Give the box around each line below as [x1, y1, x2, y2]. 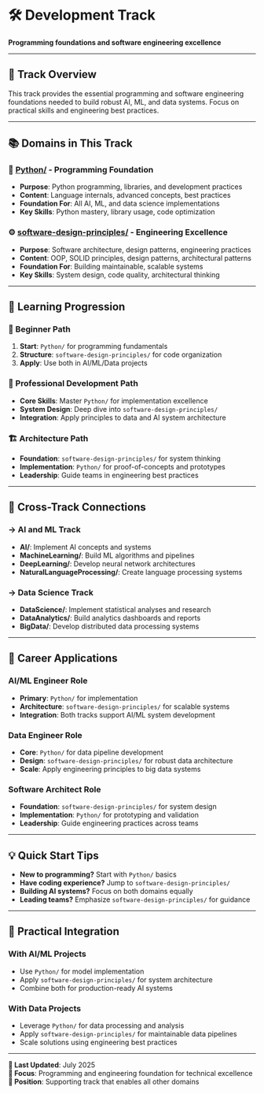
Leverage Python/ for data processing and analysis [19, 1021, 185, 1030]
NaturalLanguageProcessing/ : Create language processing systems [19, 567, 243, 577]
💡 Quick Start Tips [8, 848, 100, 862]
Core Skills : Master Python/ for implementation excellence [19, 395, 208, 406]
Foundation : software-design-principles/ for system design [19, 802, 218, 811]
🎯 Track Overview [8, 68, 97, 81]
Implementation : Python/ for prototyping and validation [19, 810, 199, 820]
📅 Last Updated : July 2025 [8, 1060, 96, 1070]
